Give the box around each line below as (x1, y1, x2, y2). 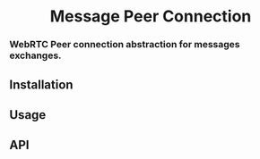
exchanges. (9, 49, 62, 62)
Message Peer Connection (49, 6, 252, 27)
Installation (9, 77, 74, 92)
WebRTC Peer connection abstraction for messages (9, 38, 240, 51)
